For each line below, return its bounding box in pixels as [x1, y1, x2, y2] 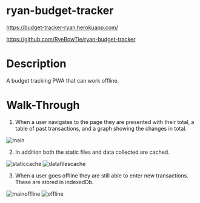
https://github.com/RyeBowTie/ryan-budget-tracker [6, 35, 136, 43]
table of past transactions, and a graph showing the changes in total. [15, 125, 187, 132]
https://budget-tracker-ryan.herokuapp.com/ [6, 24, 118, 31]
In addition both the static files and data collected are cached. [15, 148, 170, 156]
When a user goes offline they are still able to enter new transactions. [15, 171, 189, 179]
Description [6, 57, 67, 71]
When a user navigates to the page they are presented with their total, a [15, 118, 195, 125]
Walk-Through [6, 98, 80, 112]
